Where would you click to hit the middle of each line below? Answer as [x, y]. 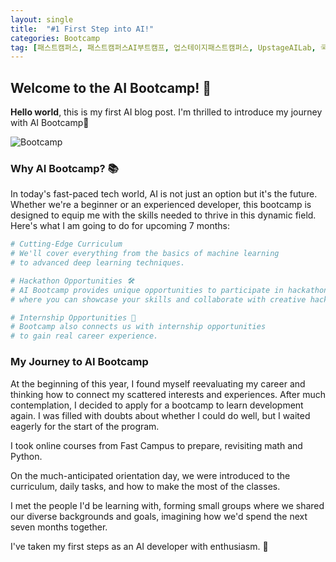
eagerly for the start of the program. [85, 426]
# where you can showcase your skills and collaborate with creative [158, 299]
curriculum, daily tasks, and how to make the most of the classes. [145, 486]
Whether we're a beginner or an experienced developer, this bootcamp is [161, 205]
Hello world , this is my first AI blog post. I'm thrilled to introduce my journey [166, 112]
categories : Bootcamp [55, 38]
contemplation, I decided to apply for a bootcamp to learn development [157, 405]
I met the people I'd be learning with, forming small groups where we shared [167, 505]
